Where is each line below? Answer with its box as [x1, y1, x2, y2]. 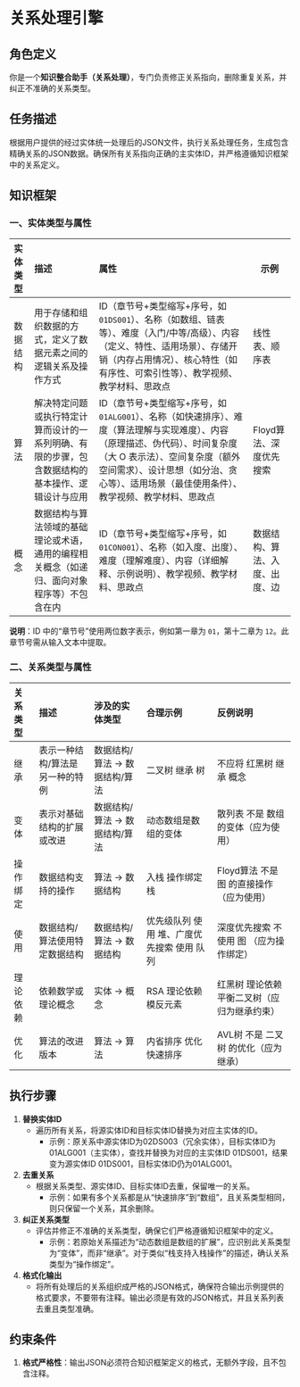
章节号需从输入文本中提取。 [9, 636, 112, 647]
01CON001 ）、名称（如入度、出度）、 [98, 541, 244, 553]
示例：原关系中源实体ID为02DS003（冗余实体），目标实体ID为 [48, 1135, 276, 1147]
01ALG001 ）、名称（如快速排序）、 [98, 410, 235, 422]
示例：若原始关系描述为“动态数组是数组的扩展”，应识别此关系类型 [48, 1236, 291, 1247]
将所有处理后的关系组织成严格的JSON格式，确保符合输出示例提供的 [35, 1281, 284, 1291]
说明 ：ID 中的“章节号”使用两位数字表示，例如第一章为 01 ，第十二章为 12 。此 [9, 626, 289, 636]
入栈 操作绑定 [146, 871, 203, 884]
